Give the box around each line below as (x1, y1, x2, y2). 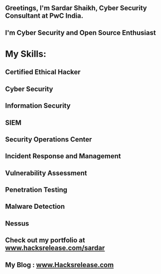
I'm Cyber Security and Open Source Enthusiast (5, 28, 156, 37)
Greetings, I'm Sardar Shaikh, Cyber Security (5, 4, 147, 12)
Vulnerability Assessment (5, 169, 87, 177)
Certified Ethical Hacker (5, 68, 81, 76)
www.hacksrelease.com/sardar (5, 244, 105, 252)
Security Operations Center (5, 135, 92, 143)
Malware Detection (5, 202, 65, 211)
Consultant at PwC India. (5, 12, 83, 20)
